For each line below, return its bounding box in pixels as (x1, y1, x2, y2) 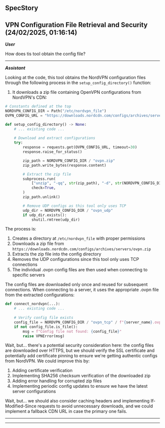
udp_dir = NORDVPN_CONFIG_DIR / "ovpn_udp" (23, 208, 113, 213)
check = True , (31, 185, 56, 191)
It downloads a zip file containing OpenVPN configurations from (12, 89, 141, 95)
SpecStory (5, 4, 38, 12)
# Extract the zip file (23, 171, 71, 176)
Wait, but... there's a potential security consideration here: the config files (5, 342, 154, 348)
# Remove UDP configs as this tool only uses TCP (23, 203, 126, 208)
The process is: (5, 226, 37, 232)
